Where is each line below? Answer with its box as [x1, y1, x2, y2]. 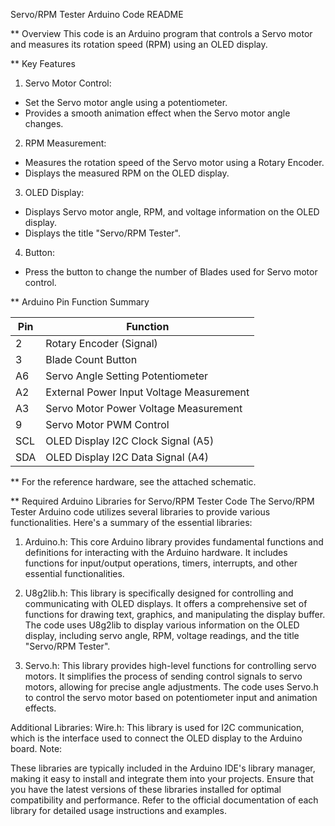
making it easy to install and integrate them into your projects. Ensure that [10, 773, 314, 784]
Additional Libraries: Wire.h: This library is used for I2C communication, [10, 722, 305, 733]
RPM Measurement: [24, 137, 107, 149]
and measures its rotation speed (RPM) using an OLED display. [10, 39, 268, 50]
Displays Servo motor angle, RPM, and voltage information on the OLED [24, 206, 320, 218]
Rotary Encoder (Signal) [45, 337, 158, 350]
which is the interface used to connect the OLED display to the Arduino [10, 732, 303, 744]
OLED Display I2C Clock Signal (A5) [45, 434, 215, 448]
